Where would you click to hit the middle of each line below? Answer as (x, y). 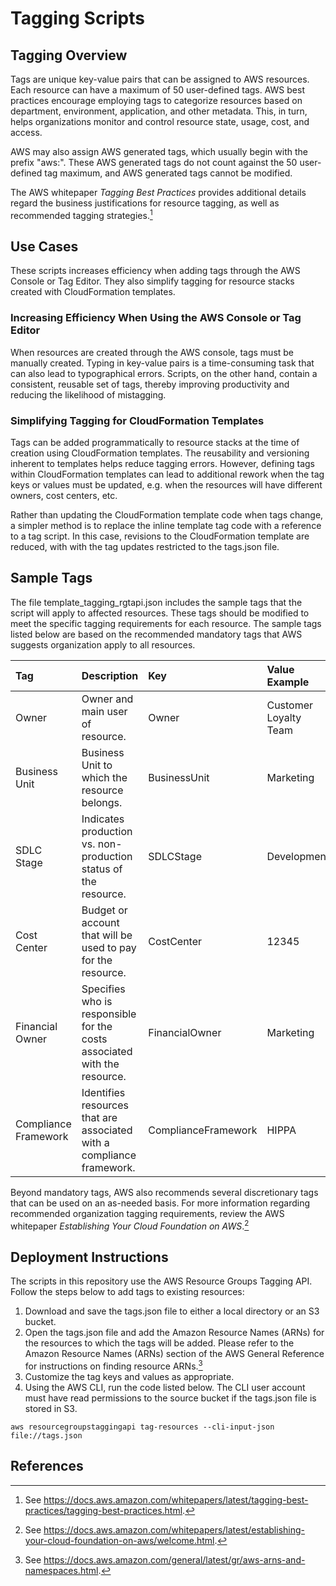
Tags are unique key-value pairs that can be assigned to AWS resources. (160, 79)
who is (97, 1001)
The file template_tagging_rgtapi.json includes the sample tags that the (156, 602)
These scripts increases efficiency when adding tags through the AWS (155, 271)
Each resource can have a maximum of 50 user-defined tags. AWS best (157, 90)
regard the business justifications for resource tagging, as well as (145, 203)
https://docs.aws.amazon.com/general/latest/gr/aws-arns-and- (174, 1559)
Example (288, 682)
